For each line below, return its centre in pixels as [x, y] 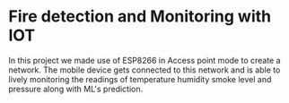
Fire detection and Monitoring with [140, 17]
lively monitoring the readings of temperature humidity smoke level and [140, 79]
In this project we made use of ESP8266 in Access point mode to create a [144, 60]
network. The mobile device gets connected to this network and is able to [144, 70]
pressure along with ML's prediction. [76, 89]
